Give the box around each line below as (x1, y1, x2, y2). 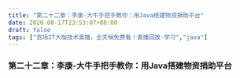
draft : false (8, 26, 51, 34)
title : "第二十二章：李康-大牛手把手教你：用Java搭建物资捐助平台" (8, 11, 205, 19)
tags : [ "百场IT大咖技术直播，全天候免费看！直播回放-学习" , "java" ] (8, 33, 208, 41)
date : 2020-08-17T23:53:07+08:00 (8, 19, 118, 27)
